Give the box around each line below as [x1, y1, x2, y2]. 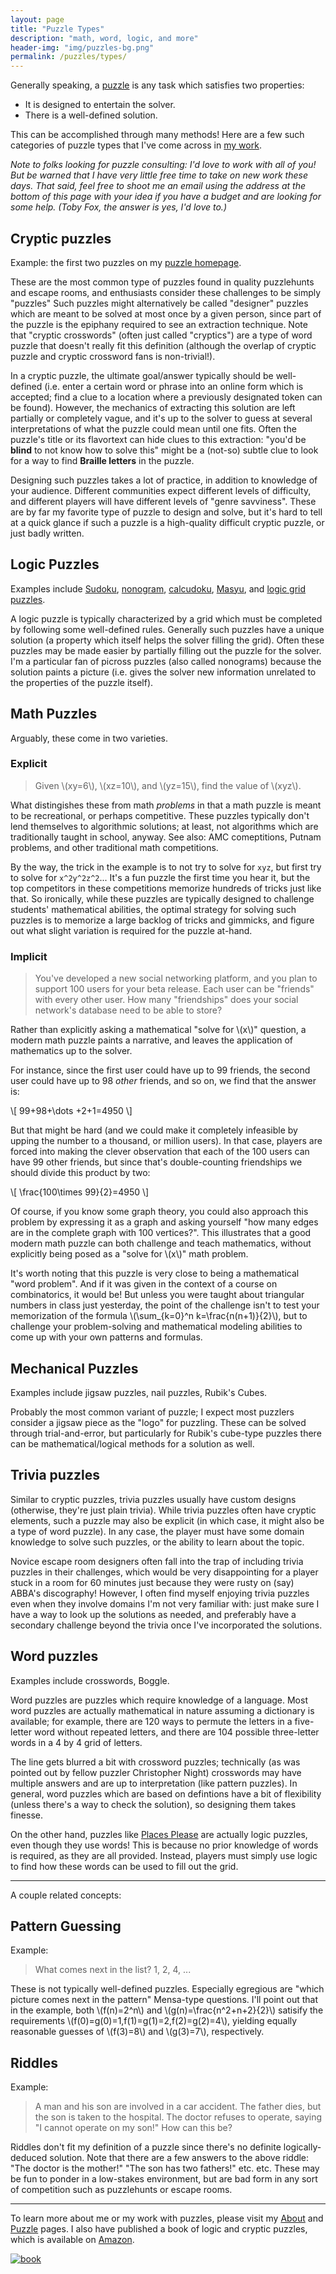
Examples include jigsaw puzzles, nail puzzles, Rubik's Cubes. [10, 1386, 268, 1398]
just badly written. [10, 527, 85, 539]
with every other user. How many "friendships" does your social [34, 994, 299, 1006]
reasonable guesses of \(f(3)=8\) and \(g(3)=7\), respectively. [10, 2026, 265, 2038]
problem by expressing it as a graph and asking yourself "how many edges [10, 1216, 319, 1228]
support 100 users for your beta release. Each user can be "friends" [34, 983, 315, 995]
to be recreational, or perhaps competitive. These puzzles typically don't [10, 809, 310, 821]
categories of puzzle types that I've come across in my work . [10, 139, 262, 151]
